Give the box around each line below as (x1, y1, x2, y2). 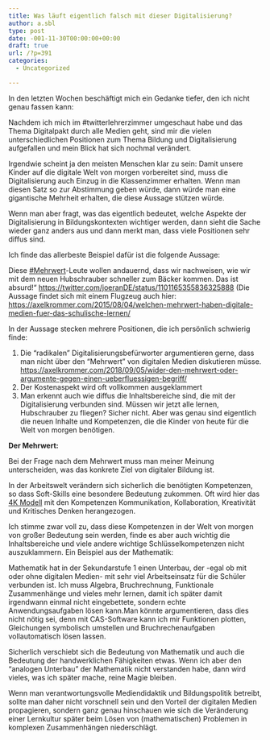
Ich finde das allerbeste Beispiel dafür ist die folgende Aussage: (8, 250, 220, 259)
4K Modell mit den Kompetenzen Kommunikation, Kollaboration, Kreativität (8, 497, 256, 507)
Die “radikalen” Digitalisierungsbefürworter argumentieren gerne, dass (19, 348, 255, 358)
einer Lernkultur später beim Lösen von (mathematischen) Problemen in (8, 713, 247, 723)
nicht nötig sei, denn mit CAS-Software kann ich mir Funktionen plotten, (8, 614, 247, 624)
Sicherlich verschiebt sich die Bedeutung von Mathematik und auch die (8, 647, 245, 656)
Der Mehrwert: (8, 440, 59, 450)
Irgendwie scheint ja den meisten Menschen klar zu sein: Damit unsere (8, 159, 243, 168)
